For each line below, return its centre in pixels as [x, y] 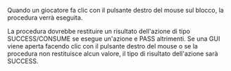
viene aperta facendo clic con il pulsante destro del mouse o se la [103, 46]
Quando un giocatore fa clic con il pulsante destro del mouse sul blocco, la [115, 10]
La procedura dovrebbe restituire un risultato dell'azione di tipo [99, 31]
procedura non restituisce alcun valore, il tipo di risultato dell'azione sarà [113, 53]
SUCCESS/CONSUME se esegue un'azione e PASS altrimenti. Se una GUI [114, 39]
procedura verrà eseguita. [45, 18]
